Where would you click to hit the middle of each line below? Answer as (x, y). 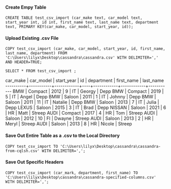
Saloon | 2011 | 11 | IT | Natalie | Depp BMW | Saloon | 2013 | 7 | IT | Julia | (82, 102)
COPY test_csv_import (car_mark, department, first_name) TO (72, 173)
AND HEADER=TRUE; (24, 62)
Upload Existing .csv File (32, 38)
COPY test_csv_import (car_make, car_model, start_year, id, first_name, (86, 49)
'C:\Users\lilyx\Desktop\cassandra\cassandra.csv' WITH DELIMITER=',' (82, 58)
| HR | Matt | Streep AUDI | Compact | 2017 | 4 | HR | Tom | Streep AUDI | (81, 113)
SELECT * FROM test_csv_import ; (41, 71)
